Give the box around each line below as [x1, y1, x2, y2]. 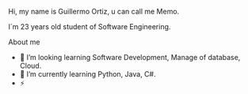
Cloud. [19, 61, 42, 70]
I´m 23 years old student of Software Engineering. [8, 22, 171, 31]
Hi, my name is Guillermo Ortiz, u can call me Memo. [8, 7, 180, 16]
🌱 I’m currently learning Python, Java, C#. [19, 70, 156, 78]
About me [8, 37, 40, 47]
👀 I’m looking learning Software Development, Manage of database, [19, 53, 241, 62]
